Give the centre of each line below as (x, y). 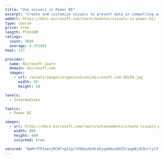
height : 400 (26, 135)
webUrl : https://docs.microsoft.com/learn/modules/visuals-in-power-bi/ (81, 19)
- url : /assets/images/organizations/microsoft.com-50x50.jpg (78, 78)
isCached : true (29, 140)
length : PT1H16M (21, 32)
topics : (13, 109)
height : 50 (29, 86)
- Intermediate (25, 100)
